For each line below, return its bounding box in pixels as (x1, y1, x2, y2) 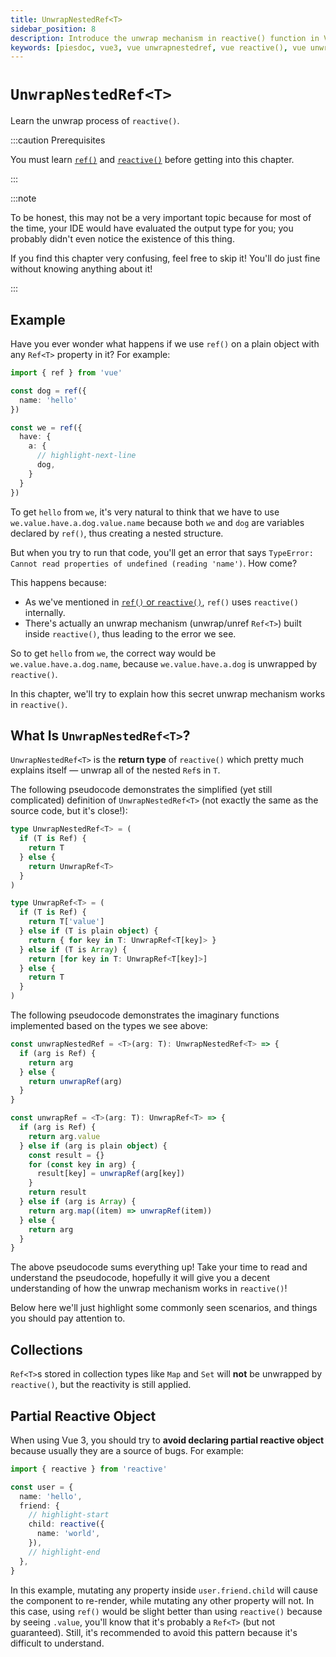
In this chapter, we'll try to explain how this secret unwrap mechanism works (10, 687, 326, 700)
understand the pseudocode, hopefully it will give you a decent (10, 1272, 271, 1284)
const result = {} (28, 1150, 105, 1160)
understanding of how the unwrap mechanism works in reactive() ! (10, 1282, 288, 1295)
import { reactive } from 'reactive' (10, 1464, 168, 1474)
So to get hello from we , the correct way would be (10, 647, 217, 659)
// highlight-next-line (36, 451, 137, 461)
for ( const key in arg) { (28, 1159, 137, 1170)
